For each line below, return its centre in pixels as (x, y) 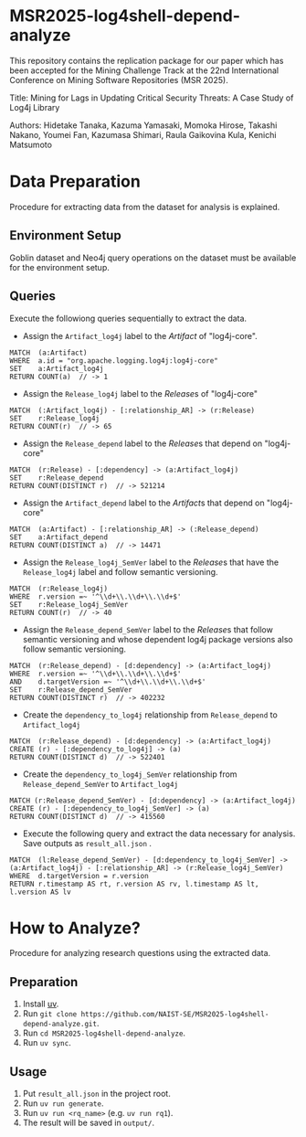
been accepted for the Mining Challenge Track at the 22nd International (144, 70)
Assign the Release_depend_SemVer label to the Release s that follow (148, 629)
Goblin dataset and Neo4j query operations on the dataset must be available (153, 258)
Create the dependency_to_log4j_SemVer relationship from (130, 774)
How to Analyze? (75, 928)
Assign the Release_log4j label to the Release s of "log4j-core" (140, 393)
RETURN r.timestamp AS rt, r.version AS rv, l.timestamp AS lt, (134, 884)
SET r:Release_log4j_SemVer (69, 604)
